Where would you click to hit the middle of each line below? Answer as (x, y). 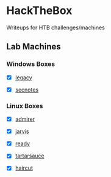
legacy (23, 78)
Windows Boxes (31, 64)
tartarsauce (30, 156)
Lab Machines (34, 47)
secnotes (27, 90)
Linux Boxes (25, 106)
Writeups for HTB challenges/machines (56, 27)
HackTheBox (39, 11)
